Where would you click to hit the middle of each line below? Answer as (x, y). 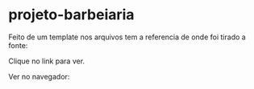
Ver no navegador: (39, 76)
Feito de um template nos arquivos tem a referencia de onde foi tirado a (127, 37)
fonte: (18, 45)
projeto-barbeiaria (71, 15)
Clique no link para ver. (47, 61)
